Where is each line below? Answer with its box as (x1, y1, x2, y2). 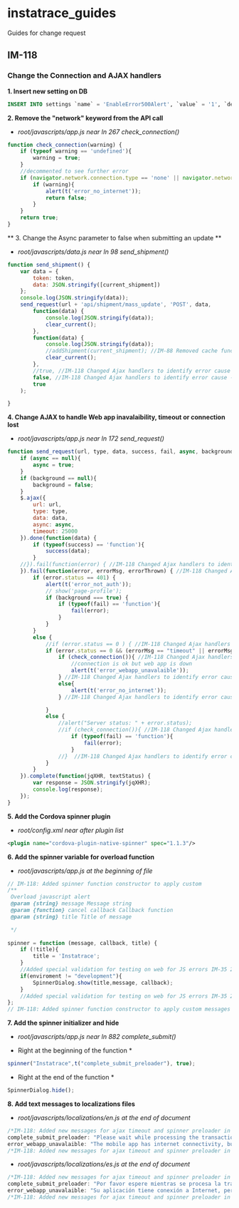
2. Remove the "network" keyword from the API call (7, 113, 164, 122)
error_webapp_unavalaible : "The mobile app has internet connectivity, (7, 1140, 224, 1147)
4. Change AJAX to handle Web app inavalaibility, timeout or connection (7, 413, 225, 421)
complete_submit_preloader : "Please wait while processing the (7, 1134, 199, 1141)
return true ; (20, 214, 59, 222)
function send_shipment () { (7, 261, 91, 268)
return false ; (45, 194, 87, 201)
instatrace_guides (7, 5, 117, 21)
